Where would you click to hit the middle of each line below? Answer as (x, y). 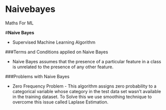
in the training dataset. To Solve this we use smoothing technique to (82, 97)
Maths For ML (19, 23)
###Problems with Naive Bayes (37, 76)
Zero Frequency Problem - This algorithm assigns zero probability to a (84, 86)
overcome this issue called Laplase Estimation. (60, 102)
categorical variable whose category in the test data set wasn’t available (86, 91)
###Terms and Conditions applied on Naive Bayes (57, 52)
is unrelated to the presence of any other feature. (63, 67)
